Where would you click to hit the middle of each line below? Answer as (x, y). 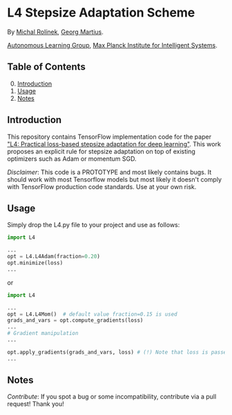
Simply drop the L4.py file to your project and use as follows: (94, 225)
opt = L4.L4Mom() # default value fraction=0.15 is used (92, 314)
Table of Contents (47, 67)
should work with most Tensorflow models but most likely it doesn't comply (115, 179)
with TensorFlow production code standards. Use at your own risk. (102, 186)
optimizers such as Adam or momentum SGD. (72, 158)
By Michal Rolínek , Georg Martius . (55, 32)
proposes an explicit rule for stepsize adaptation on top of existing (101, 151)
